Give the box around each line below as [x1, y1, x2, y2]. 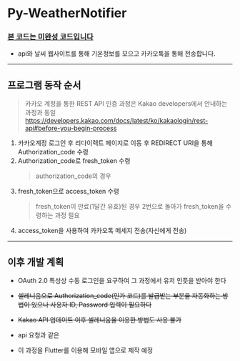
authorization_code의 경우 [35, 172, 112, 180]
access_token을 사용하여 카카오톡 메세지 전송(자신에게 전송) [17, 227, 187, 235]
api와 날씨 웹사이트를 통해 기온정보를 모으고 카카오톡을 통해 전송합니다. [17, 49, 216, 58]
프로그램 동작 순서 [7, 79, 81, 91]
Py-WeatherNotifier [7, 5, 127, 21]
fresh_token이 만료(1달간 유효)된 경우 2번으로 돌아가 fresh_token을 [35, 202, 224, 211]
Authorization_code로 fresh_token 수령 [17, 157, 131, 165]
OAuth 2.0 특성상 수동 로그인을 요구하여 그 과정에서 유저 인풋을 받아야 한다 [17, 277, 226, 285]
